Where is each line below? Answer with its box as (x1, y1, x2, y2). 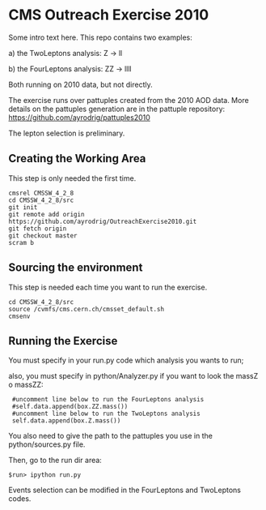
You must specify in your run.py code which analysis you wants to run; (8, 355, 244, 366)
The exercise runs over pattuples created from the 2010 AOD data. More (8, 95, 249, 105)
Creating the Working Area (8, 152, 146, 165)
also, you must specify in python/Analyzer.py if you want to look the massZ (8, 371, 259, 381)
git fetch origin (8, 225, 67, 233)
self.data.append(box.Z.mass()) (11, 417, 121, 425)
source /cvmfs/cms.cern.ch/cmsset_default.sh (8, 305, 164, 313)
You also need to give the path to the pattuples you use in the (8, 431, 213, 441)
